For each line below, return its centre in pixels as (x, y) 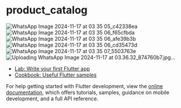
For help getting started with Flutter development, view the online (85, 86)
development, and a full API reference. (52, 98)
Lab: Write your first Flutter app (52, 68)
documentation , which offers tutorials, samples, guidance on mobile (88, 92)
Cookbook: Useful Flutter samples (55, 75)
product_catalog (47, 10)
